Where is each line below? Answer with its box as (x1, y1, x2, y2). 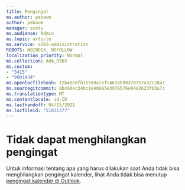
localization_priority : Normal (6, 53, 83, 58)
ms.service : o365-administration (6, 42, 89, 48)
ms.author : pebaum (6, 14, 51, 20)
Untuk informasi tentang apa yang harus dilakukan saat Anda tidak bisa (6, 165, 180, 172)
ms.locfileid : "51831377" (6, 107, 70, 113)
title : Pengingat (6, 8, 49, 15)
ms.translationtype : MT (6, 91, 65, 97)
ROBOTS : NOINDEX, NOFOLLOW (6, 47, 73, 53)
